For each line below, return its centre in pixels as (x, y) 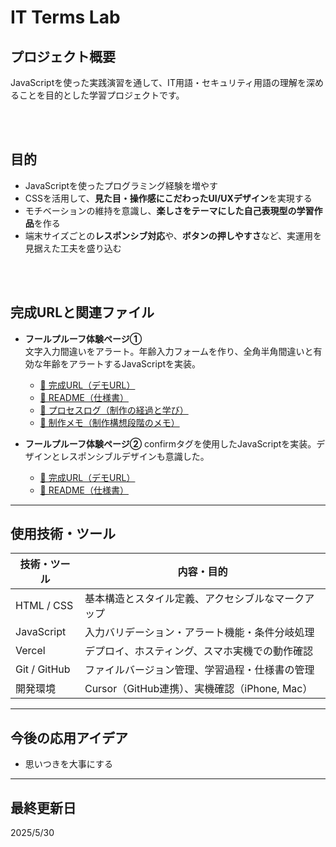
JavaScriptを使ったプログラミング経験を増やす (121, 185)
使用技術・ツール (63, 534)
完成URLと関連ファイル (82, 312)
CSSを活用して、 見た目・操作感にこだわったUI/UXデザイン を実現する (168, 198)
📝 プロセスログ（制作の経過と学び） (114, 410)
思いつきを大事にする (68, 764)
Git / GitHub (43, 669)
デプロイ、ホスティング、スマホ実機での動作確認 (199, 651)
